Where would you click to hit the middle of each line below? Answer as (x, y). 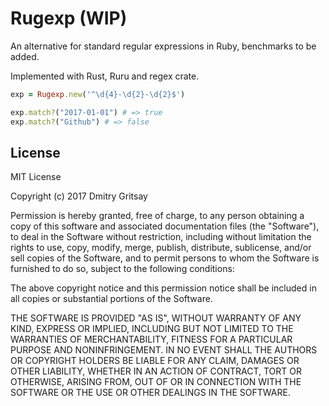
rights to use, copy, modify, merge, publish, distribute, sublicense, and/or (161, 248)
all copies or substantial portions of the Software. (111, 299)
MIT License (36, 177)
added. (25, 56)
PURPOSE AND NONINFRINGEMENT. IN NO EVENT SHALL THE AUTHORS (164, 350)
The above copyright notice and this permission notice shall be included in (163, 288)
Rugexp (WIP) (69, 18)
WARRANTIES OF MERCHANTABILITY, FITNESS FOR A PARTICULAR (151, 339)
